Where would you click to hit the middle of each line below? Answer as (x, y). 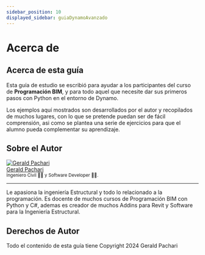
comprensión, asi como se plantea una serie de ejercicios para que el (94, 123)
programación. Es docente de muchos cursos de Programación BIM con (97, 199)
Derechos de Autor (43, 231)
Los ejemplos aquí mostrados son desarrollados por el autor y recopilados (100, 110)
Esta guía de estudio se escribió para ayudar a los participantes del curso (99, 85)
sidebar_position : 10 (34, 12)
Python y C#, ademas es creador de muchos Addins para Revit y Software (100, 206)
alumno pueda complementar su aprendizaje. (63, 129)
